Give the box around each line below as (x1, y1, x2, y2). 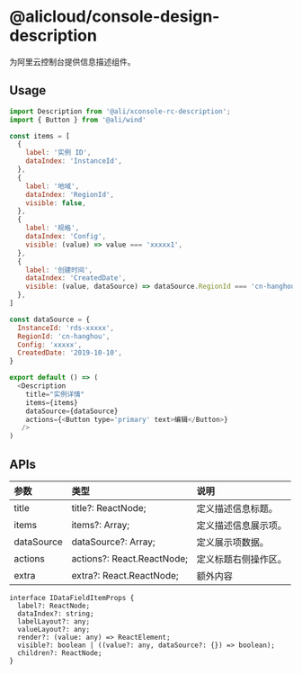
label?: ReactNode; (17, 601, 91, 610)
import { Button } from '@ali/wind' (9, 115, 147, 124)
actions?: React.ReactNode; (71, 552, 189, 564)
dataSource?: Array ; (71, 535, 155, 548)
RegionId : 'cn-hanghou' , (17, 331, 111, 341)
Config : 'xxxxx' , (17, 340, 83, 349)
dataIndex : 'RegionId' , (25, 190, 115, 199)
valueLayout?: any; (17, 625, 91, 634)
